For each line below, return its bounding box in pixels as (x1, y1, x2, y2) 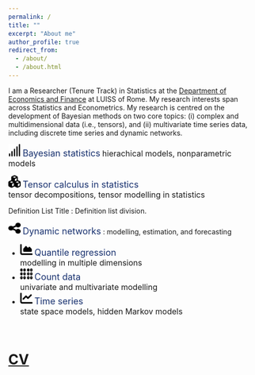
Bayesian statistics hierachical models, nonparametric (22, 147, 232, 159)
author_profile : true (8, 38, 80, 46)
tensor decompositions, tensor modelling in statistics (8, 189, 206, 200)
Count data (34, 271, 82, 282)
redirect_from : (8, 46, 59, 55)
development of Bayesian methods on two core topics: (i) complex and (8, 111, 239, 121)
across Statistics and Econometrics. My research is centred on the (8, 102, 226, 112)
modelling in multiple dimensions (19, 257, 143, 268)
